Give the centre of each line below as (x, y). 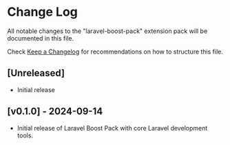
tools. (25, 135)
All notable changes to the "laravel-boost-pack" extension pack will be (107, 31)
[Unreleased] (36, 73)
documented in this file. (41, 38)
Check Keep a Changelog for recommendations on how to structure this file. (115, 52)
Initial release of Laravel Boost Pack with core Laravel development (112, 128)
